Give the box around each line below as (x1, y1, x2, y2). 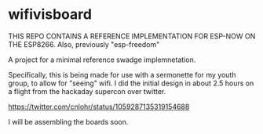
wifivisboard (8, 5, 93, 24)
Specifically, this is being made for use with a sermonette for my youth (8, 70, 236, 79)
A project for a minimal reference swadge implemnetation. (8, 55, 196, 64)
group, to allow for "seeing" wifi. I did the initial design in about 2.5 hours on (8, 78, 254, 88)
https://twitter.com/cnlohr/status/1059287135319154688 (8, 102, 190, 111)
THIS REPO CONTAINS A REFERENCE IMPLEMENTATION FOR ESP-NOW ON (8, 31, 256, 41)
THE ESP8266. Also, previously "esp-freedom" (8, 39, 160, 49)
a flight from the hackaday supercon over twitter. (8, 86, 166, 96)
